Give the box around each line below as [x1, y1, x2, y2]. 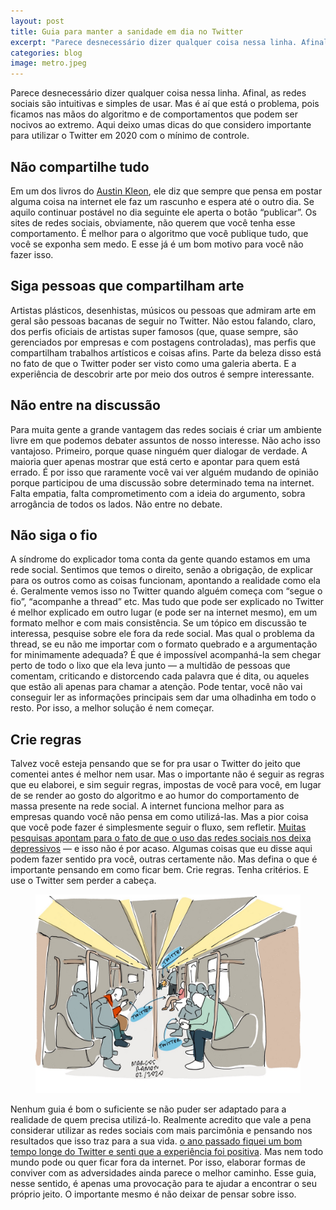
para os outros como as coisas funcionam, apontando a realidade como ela [10, 575, 321, 587]
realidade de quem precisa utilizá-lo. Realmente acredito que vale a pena [10, 1114, 312, 1126]
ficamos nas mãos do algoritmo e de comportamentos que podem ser [10, 108, 298, 120]
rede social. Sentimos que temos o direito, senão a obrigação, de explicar [10, 564, 314, 576]
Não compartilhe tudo [10, 158, 150, 175]
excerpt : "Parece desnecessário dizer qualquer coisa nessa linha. [10, 37, 298, 47]
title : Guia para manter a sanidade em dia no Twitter [10, 26, 244, 37]
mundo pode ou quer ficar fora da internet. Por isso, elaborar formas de [10, 1156, 306, 1169]
